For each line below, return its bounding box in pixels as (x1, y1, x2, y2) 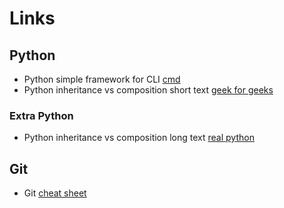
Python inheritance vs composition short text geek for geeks (23, 84, 274, 96)
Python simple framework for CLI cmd (23, 73, 181, 85)
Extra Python (9, 108, 74, 122)
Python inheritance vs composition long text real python (23, 132, 255, 144)
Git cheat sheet (23, 187, 87, 199)
